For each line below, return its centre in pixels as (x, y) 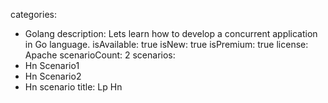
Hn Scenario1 (52, 65)
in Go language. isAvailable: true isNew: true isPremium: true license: (166, 44)
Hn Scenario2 (53, 76)
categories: (33, 14)
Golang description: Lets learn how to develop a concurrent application (171, 33)
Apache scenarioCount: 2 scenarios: (100, 55)
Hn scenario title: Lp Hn (73, 87)
